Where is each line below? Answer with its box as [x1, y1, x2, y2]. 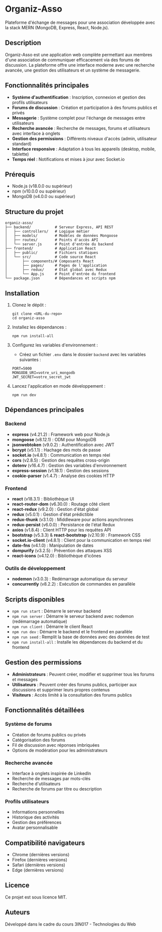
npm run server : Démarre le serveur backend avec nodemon [12, 613, 134, 619]
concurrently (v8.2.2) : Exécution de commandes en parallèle [12, 581, 135, 587]
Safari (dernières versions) [12, 862, 65, 868]
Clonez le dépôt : [12, 302, 46, 307]
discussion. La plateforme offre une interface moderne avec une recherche [5, 62, 155, 68]
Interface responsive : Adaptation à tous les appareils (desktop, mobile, [12, 146, 156, 152]
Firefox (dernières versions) [12, 857, 68, 862]
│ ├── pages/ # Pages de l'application [5, 263, 107, 268]
